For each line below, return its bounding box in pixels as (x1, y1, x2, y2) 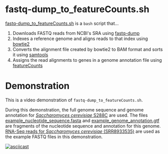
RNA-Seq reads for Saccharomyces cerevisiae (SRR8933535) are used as (5, 128, 160, 134)
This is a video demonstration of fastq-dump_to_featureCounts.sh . (5, 97, 143, 103)
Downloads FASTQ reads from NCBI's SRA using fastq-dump (12, 30, 140, 36)
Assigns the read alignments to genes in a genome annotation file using (12, 57, 162, 63)
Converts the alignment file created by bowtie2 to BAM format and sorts (12, 46, 163, 52)
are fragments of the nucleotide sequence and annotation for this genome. (5, 123, 161, 129)
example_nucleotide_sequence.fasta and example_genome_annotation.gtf (5, 118, 159, 124)
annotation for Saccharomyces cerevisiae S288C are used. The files (5, 112, 148, 118)
